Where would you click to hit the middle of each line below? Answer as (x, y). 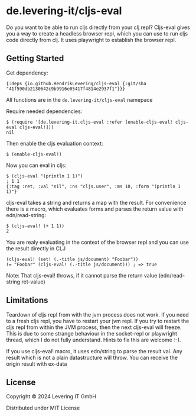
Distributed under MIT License (43, 408)
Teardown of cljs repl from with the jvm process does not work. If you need (97, 314)
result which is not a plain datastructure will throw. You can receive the (92, 357)
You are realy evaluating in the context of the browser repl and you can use (97, 242)
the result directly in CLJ (36, 248)
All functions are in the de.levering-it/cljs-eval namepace (79, 99)
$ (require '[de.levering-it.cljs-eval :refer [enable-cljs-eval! (89, 122)
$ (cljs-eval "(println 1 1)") (45, 176)
